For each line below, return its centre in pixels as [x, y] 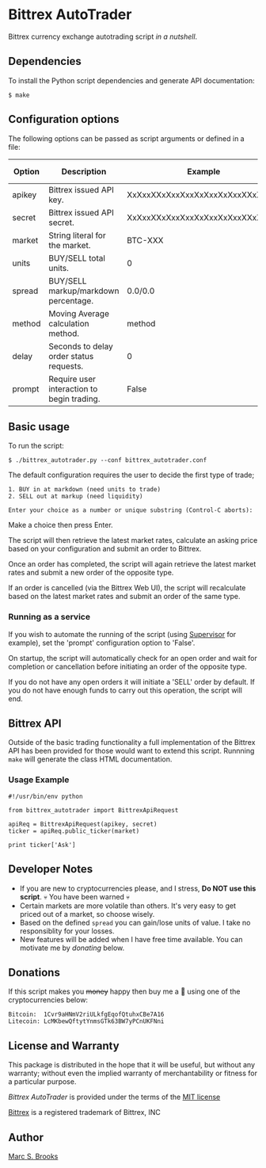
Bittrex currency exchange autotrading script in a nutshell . [103, 36]
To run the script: [36, 446]
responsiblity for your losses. [67, 931]
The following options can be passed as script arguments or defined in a [126, 138]
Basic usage [39, 427]
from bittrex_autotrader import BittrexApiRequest [93, 810]
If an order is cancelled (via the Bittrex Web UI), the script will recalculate [127, 588]
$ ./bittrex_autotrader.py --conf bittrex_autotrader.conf [108, 460]
